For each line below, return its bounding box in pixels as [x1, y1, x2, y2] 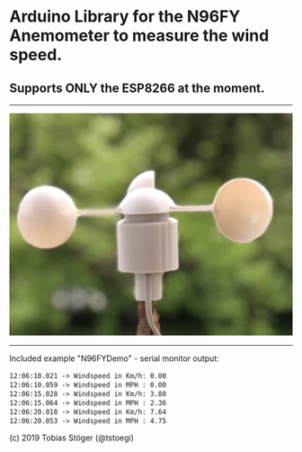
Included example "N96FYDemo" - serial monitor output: [9, 353, 219, 364]
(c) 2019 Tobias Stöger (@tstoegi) [9, 432, 135, 443]
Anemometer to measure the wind [9, 25, 270, 46]
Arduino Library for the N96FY [9, 6, 241, 27]
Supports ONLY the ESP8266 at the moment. [9, 80, 265, 95]
